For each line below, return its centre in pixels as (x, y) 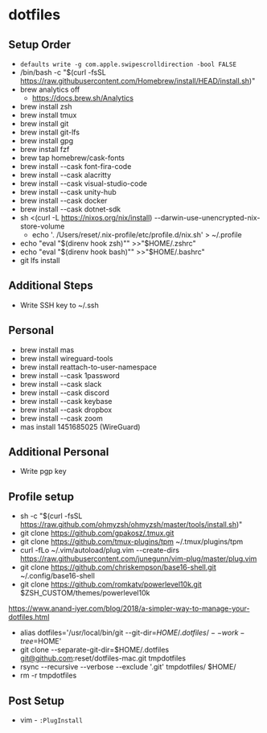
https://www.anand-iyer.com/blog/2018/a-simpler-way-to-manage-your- (129, 608)
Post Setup (36, 700)
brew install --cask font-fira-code (76, 166)
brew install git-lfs (50, 132)
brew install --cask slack (61, 384)
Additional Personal (59, 452)
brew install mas (47, 350)
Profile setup (41, 496)
